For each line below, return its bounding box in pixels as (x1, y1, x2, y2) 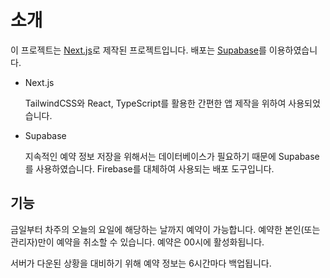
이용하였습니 (268, 44, 318, 56)
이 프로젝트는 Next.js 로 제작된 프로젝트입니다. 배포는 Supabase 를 (10, 44, 267, 56)
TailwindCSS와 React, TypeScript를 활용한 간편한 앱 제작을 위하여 (24, 97, 287, 109)
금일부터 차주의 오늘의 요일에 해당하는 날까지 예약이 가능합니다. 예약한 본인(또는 (10, 223, 321, 235)
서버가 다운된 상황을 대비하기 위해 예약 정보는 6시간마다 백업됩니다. (10, 257, 272, 269)
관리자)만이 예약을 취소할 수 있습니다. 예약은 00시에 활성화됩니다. (10, 236, 265, 248)
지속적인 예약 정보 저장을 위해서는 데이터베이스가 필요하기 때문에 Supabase (24, 150, 320, 162)
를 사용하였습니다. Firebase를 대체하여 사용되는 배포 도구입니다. (24, 162, 275, 175)
